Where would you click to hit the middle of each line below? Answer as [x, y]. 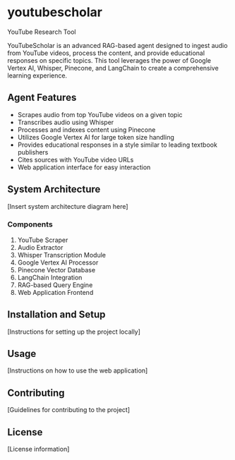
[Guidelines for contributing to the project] [69, 410]
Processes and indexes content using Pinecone [86, 129]
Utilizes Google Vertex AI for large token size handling [96, 137]
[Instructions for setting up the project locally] [74, 332]
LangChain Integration [50, 277]
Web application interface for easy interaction [84, 167]
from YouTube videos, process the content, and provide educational [106, 53]
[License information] [38, 449]
